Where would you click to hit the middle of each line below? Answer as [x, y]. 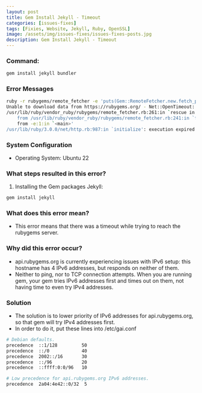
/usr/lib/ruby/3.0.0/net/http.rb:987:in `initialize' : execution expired [101, 129]
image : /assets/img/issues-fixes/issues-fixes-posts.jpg [79, 34]
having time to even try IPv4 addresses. [64, 287]
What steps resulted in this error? [56, 174]
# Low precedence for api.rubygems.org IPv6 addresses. [78, 379]
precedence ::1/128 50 [47, 345]
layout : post [23, 12]
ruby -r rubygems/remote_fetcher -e [52, 101]
